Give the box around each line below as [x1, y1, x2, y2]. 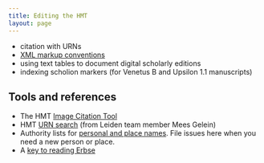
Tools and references [8, 90, 117, 104]
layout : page [8, 19, 52, 27]
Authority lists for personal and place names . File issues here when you [19, 128, 257, 138]
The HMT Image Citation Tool [19, 112, 118, 121]
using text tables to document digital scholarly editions [19, 58, 201, 68]
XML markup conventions [19, 50, 106, 59]
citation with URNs [19, 41, 82, 51]
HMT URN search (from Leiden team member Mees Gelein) [19, 120, 217, 129]
